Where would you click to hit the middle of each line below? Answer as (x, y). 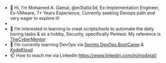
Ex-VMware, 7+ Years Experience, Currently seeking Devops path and (82, 13)
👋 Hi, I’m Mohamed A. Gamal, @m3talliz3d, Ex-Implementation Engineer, (85, 8)
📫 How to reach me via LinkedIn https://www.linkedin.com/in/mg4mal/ (83, 55)
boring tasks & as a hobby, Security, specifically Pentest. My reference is (85, 34)
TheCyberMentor (28, 39)
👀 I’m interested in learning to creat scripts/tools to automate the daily (82, 29)
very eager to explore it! (35, 18)
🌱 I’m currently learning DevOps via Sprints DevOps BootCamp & (77, 44)
